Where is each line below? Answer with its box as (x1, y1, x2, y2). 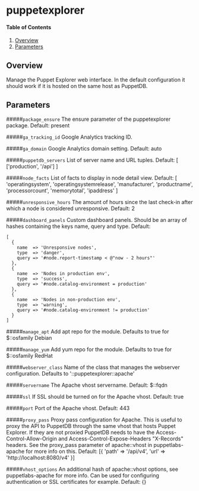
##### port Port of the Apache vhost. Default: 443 (6, 405, 130, 412)
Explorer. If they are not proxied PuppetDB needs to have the (6, 429, 155, 436)
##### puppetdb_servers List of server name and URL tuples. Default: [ (6, 157, 178, 164)
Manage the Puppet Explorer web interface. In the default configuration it (6, 76, 185, 83)
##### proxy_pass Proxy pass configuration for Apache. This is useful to (6, 416, 182, 423)
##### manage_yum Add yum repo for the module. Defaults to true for (6, 346, 172, 353)
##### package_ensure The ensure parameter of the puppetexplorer (6, 115, 171, 123)
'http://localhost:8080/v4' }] (6, 454, 75, 461)
